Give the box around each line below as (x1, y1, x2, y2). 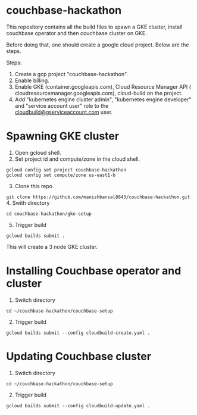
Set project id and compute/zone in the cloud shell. (14, 155, 140, 163)
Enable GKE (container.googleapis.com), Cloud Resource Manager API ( (14, 83, 192, 90)
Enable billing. (14, 77, 49, 84)
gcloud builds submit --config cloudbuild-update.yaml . (6, 402, 151, 408)
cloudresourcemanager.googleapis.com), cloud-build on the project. (14, 89, 183, 96)
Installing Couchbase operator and (6, 264, 182, 277)
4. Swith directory (6, 199, 50, 206)
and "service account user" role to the (14, 102, 109, 109)
